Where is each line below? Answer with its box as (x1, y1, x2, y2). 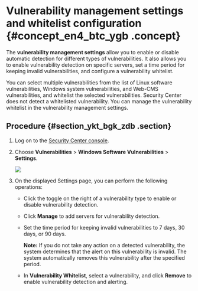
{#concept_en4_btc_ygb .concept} (6, 30, 181, 42)
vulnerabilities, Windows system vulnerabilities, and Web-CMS (6, 85, 158, 92)
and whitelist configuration (6, 17, 142, 30)
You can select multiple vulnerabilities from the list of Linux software (6, 79, 173, 86)
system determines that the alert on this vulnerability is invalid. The (23, 248, 187, 255)
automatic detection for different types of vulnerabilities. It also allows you (6, 55, 187, 62)
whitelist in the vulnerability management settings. (6, 104, 129, 111)
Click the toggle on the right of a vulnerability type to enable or (23, 195, 177, 202)
